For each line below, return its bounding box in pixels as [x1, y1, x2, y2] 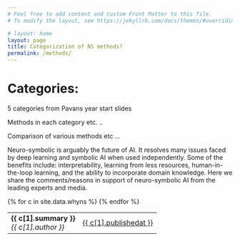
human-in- [191, 160, 224, 169]
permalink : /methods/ [7, 50, 72, 57]
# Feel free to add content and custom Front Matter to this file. [7, 10, 213, 18]
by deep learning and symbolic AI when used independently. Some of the [7, 153, 224, 161]
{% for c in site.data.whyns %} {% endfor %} [7, 197, 140, 205]
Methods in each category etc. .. [7, 118, 104, 126]
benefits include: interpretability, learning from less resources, [7, 160, 191, 169]
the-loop [7, 168, 34, 177]
